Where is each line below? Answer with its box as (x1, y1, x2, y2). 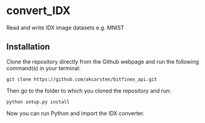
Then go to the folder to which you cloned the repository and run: (6, 87, 171, 94)
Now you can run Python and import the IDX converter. (6, 110, 145, 117)
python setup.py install (6, 99, 70, 105)
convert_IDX (6, 4, 71, 18)
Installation (6, 42, 50, 52)
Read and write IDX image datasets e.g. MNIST (6, 24, 124, 31)
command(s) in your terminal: (6, 64, 81, 72)
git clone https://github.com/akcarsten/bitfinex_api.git (6, 76, 157, 83)
